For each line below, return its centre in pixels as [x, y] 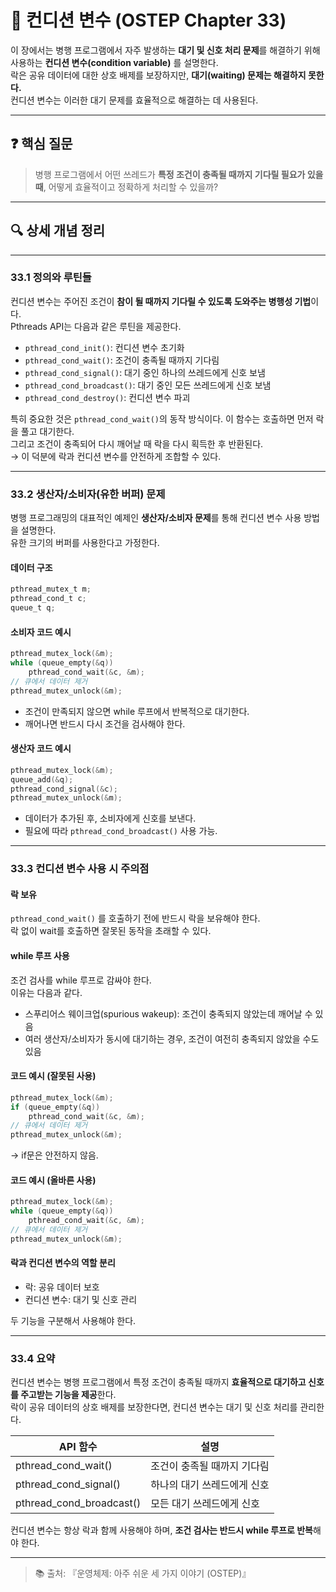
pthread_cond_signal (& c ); [64, 789]
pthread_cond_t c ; [48, 599]
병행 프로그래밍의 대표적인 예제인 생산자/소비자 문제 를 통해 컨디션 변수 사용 [156, 518]
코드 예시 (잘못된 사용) [53, 1076]
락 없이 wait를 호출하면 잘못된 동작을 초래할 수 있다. [111, 931]
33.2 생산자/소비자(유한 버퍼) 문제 [88, 494]
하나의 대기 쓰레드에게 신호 [210, 1485]
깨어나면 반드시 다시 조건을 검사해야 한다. [105, 723]
